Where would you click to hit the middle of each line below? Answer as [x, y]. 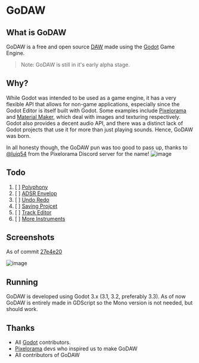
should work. [22, 309]
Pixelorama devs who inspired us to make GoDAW [76, 349]
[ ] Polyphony [31, 187]
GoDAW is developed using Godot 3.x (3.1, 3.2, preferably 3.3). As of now [96, 297]
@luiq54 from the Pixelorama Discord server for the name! [78, 153]
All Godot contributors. [43, 342]
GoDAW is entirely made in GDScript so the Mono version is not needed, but [99, 303]
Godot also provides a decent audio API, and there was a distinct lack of [95, 123]
